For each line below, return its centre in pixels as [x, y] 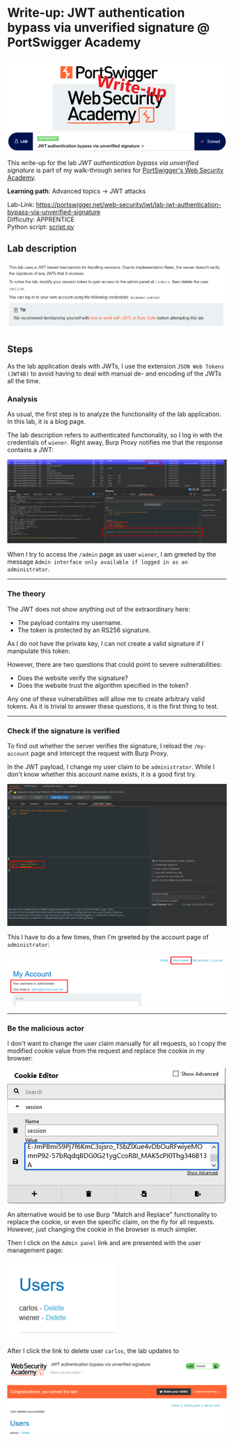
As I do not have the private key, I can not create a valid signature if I [106, 643]
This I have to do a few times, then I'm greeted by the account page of [108, 937]
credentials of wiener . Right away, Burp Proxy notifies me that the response [115, 442]
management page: [35, 1250]
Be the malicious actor [46, 1028]
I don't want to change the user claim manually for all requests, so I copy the [117, 1044]
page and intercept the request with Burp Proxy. [100, 753]
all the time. [24, 380]
